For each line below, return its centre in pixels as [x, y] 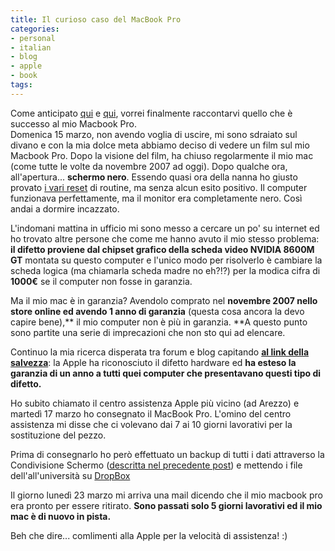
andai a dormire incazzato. [65, 208]
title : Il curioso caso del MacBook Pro [96, 19]
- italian [31, 47]
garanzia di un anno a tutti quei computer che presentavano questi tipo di [166, 373]
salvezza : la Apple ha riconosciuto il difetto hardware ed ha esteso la [153, 362]
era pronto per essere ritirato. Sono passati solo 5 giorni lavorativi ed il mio [166, 505]
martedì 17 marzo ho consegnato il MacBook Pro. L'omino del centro [151, 413]
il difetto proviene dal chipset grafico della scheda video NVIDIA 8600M [162, 249]
